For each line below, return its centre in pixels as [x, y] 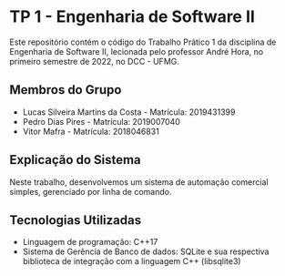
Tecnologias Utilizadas [76, 220]
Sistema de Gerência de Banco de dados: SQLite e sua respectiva [146, 251]
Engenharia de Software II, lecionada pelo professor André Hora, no [137, 51]
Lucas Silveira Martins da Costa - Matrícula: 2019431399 [129, 112]
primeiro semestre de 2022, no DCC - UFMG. [95, 61]
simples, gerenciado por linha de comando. [91, 191]
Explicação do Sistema [75, 160]
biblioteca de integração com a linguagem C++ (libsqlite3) [132, 261]
